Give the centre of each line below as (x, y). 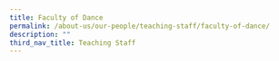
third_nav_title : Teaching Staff (73, 43)
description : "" (40, 34)
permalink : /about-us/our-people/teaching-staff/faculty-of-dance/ (140, 26)
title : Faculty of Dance (56, 17)
